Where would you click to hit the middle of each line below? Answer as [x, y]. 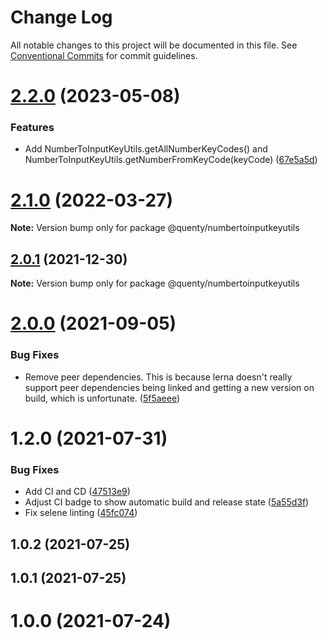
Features [32, 128]
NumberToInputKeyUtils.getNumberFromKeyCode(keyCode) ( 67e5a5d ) [171, 160]
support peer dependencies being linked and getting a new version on [169, 387]
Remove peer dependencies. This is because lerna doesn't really [158, 377]
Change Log [61, 17]
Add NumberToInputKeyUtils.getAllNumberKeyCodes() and [146, 149]
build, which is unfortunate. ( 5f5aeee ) [102, 398]
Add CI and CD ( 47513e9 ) [77, 492]
